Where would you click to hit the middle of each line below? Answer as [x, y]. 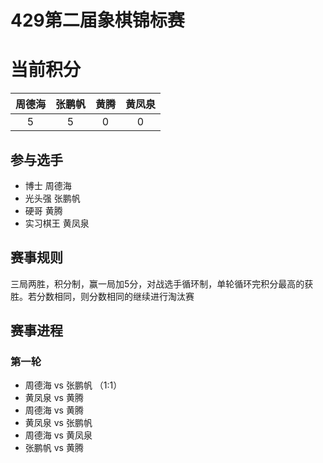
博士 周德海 [48, 185]
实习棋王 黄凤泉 [57, 223]
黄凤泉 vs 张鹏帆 [58, 423]
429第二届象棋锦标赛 [97, 20]
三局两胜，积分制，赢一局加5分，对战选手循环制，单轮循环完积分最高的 [157, 283]
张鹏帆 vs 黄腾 [54, 448]
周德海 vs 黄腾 [54, 410]
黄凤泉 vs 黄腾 [54, 398]
